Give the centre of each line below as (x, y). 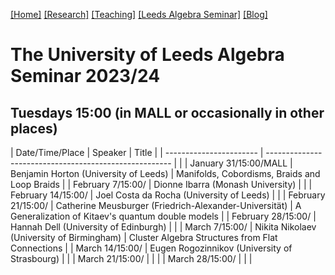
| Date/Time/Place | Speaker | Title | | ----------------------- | (137, 152)
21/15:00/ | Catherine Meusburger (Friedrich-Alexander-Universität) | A (156, 205)
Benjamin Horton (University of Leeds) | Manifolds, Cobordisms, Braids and (165, 173)
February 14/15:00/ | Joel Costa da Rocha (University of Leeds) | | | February (168, 195)
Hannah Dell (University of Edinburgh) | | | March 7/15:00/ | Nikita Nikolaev (163, 227)
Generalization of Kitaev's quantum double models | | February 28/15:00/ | (163, 216)
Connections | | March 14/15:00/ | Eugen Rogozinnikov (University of (151, 248)
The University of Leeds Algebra (147, 55)
